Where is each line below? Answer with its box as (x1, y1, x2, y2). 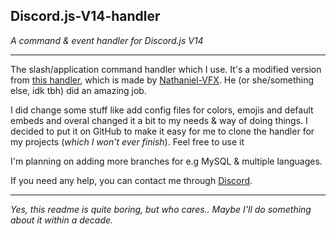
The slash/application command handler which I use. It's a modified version (10, 63, 322, 75)
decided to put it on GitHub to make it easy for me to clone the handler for (10, 125, 315, 137)
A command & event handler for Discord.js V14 (10, 34, 204, 46)
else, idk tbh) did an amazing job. (10, 84, 147, 96)
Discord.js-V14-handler (10, 8, 161, 25)
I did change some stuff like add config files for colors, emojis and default (10, 104, 314, 116)
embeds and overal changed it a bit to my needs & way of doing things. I (10, 114, 308, 126)
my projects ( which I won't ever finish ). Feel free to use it (10, 135, 245, 148)
